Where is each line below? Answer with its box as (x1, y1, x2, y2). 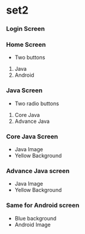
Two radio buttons (14, 100, 59, 107)
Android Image (14, 221, 51, 228)
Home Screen (6, 41, 46, 49)
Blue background (14, 214, 57, 222)
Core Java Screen (6, 132, 58, 141)
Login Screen (6, 25, 45, 33)
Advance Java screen (6, 167, 70, 175)
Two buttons (14, 54, 45, 61)
